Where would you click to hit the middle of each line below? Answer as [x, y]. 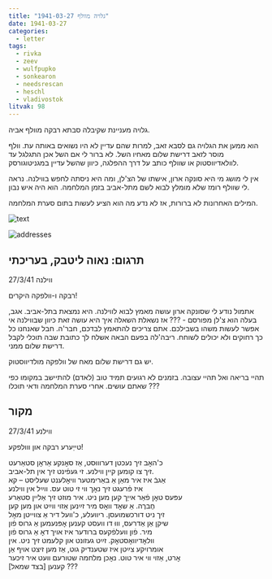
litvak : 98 [27, 107]
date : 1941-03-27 [38, 24]
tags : [17, 46]
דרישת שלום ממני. [37, 346]
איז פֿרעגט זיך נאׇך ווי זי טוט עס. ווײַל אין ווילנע [76, 488]
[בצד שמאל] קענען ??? [43, 566]
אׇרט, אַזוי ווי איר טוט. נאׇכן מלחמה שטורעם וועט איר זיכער [95, 557]
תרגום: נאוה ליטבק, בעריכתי [76, 260]
